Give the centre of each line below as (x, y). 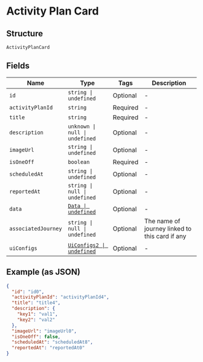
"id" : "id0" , (28, 292)
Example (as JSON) (43, 272)
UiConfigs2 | (87, 245)
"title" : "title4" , (36, 303)
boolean (79, 162)
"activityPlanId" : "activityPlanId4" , (61, 297)
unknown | (82, 126)
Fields (18, 66)
